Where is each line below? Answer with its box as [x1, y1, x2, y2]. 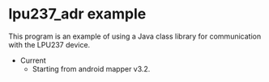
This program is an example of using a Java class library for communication [8, 31, 262, 41]
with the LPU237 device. [8, 39, 91, 49]
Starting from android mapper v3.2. [32, 64, 151, 73]
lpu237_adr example [8, 5, 147, 23]
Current [19, 55, 46, 65]
